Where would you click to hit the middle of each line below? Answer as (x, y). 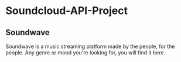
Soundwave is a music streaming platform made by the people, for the (90, 46)
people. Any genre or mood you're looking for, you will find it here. (85, 53)
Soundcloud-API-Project (67, 11)
